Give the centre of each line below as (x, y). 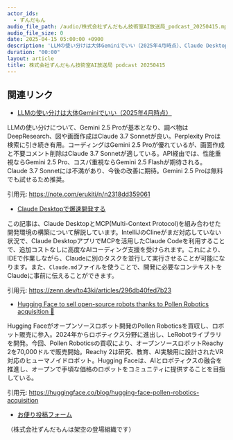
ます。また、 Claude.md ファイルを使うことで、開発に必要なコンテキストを (118, 267)
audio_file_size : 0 (35, 33)
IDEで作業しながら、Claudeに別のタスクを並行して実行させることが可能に (113, 258)
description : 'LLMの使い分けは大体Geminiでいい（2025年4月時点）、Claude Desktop (118, 46)
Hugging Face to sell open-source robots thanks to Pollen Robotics (113, 304)
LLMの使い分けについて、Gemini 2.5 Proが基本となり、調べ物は (98, 127)
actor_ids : (23, 14)
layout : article (31, 59)
